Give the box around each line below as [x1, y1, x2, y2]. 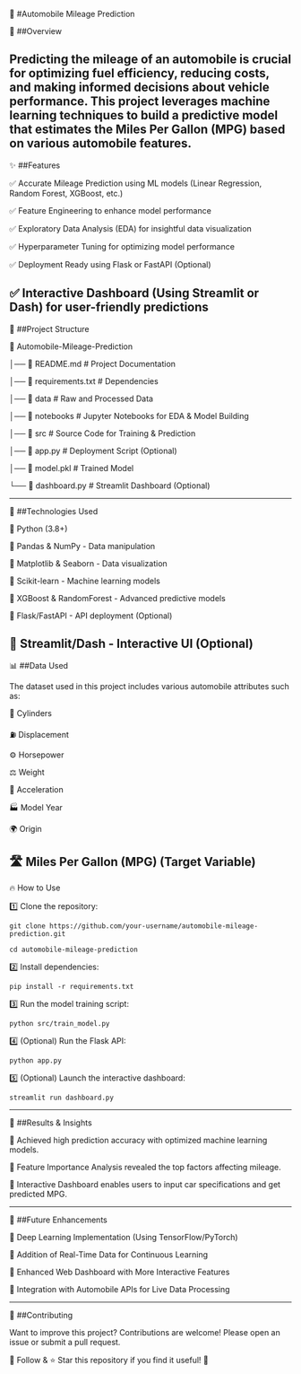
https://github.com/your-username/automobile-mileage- [48, 922, 258, 931]
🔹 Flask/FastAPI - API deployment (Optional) [9, 610, 173, 621]
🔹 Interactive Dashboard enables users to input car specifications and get [9, 1179, 280, 1190]
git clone [9, 922, 47, 931]
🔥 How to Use [9, 882, 61, 893]
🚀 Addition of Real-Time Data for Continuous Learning [9, 1249, 209, 1260]
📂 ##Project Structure [9, 323, 90, 334]
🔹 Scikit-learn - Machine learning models [9, 575, 161, 586]
